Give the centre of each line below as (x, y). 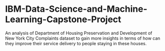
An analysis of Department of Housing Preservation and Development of (79, 33)
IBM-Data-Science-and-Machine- (76, 9)
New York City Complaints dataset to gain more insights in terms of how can (83, 38)
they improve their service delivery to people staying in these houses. (76, 43)
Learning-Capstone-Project (63, 19)
